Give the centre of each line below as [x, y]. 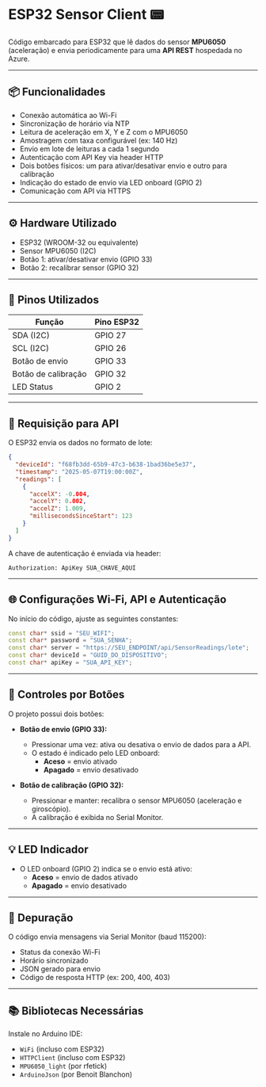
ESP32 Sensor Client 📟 [86, 15]
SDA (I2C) [31, 335]
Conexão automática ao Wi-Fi [68, 115]
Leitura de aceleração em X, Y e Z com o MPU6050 [104, 132]
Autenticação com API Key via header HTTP [91, 157]
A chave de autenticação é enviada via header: [85, 553]
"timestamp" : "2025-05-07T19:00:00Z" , [80, 471]
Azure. [19, 59]
